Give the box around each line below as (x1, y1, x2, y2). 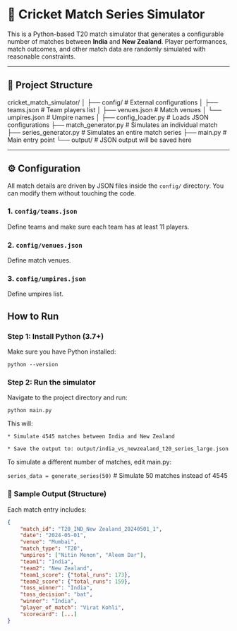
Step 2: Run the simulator (7, 378, 97, 387)
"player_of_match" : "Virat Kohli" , (20, 604, 125, 611)
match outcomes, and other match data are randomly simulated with (7, 44, 206, 53)
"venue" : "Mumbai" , (20, 539, 78, 546)
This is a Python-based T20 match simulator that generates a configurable (7, 30, 224, 38)
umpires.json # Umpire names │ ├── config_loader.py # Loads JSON (7, 113, 209, 121)
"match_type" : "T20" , (20, 545, 83, 553)
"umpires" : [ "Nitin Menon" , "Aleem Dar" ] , (20, 552, 147, 559)
